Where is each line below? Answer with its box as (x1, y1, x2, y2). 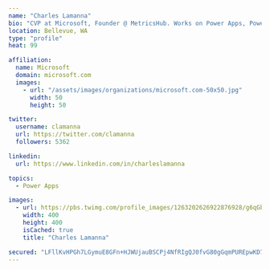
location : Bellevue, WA (8, 26, 88, 35)
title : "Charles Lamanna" (22, 234, 110, 242)
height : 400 (22, 218, 63, 226)
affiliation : (8, 56, 52, 64)
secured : (8, 248, 38, 256)
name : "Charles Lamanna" (8, 11, 92, 20)
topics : (8, 174, 35, 182)
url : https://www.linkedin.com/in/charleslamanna (15, 160, 185, 168)
